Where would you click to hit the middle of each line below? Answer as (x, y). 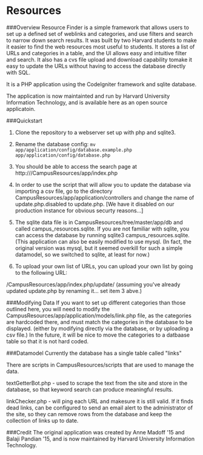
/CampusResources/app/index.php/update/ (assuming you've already (93, 284)
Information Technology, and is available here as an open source (87, 102)
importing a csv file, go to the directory (64, 191)
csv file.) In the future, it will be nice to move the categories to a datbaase (98, 335)
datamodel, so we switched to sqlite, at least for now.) (82, 254)
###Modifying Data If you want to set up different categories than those (96, 302)
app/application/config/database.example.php (73, 150)
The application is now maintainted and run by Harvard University (88, 96)
